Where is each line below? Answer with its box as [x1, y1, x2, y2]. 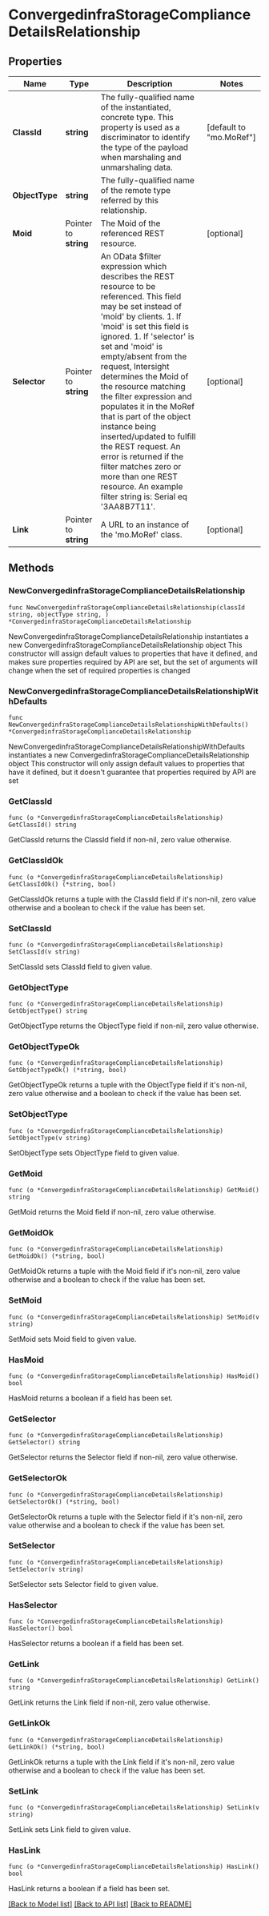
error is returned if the [100, 451, 184, 462]
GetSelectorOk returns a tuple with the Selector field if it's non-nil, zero [8, 1512, 243, 1521]
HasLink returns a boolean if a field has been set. [8, 1884, 171, 1894]
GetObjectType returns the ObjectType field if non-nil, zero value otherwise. [8, 1021, 259, 1030]
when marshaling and [100, 152, 182, 163]
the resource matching [100, 381, 186, 392]
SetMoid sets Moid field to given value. [8, 1334, 137, 1344]
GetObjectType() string [8, 1007, 88, 1015]
